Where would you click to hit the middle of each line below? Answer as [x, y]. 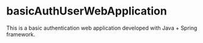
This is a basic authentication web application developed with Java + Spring [102, 28]
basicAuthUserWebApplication [87, 11]
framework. [21, 34]
